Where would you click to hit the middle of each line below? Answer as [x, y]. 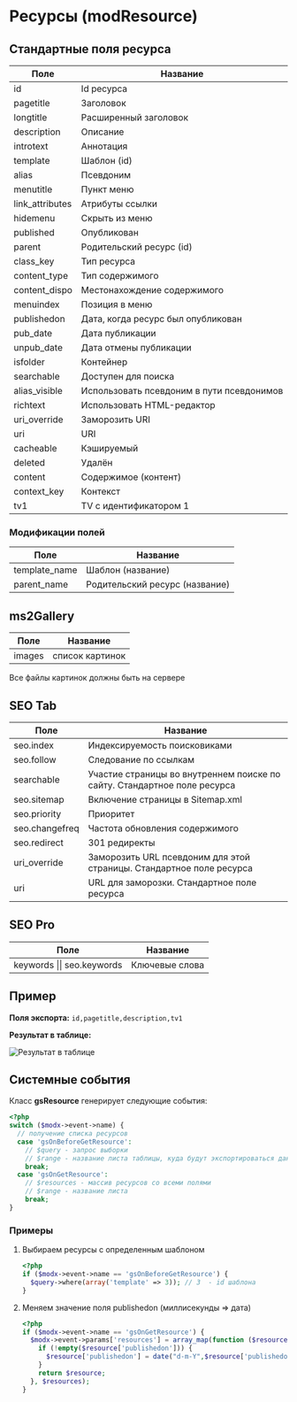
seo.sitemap [39, 799]
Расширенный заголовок [134, 117]
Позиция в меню [117, 304]
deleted [30, 462]
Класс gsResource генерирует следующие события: [108, 1101]
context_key [39, 491]
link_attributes [43, 204]
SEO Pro [32, 925]
